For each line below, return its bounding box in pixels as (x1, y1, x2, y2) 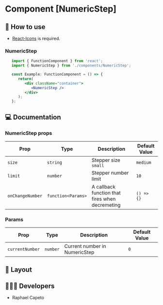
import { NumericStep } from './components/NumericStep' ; (11, 63, 131, 68)
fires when (91, 195, 116, 202)
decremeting (91, 201, 121, 208)
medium (136, 160, 151, 165)
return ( (17, 76, 34, 81)
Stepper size (91, 157, 120, 163)
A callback (91, 183, 115, 190)
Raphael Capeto (12, 295, 45, 301)
